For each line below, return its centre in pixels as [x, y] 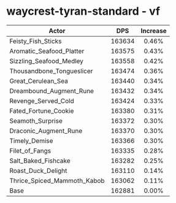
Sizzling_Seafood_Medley [47, 61]
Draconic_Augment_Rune [46, 131]
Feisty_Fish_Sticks [36, 41]
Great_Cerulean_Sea [39, 81]
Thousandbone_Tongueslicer [51, 71]
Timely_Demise [31, 140]
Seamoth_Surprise [36, 121]
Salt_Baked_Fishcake [40, 161]
